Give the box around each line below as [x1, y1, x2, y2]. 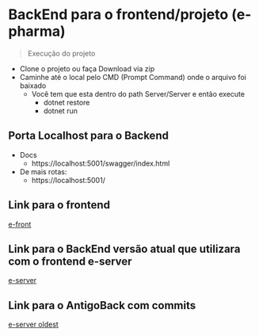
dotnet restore [43, 97, 90, 107]
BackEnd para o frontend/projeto [8, 6, 229, 24]
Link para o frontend [8, 198, 111, 212]
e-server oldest [8, 319, 59, 330]
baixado [19, 81, 47, 90]
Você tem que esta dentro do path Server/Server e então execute [31, 89, 246, 98]
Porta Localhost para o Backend [8, 129, 169, 143]
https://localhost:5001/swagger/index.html [31, 158, 170, 168]
